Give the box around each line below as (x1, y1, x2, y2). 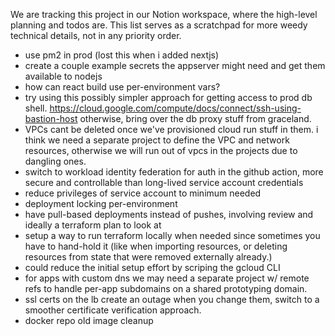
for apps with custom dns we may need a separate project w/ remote (24, 272, 310, 284)
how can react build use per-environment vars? (24, 81, 221, 93)
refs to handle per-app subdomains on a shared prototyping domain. (24, 283, 308, 294)
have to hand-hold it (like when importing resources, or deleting (24, 240, 288, 252)
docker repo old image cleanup (24, 315, 154, 326)
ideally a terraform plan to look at (24, 219, 162, 231)
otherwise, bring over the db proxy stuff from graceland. (79, 113, 312, 124)
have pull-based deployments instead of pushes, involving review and (24, 209, 314, 220)
